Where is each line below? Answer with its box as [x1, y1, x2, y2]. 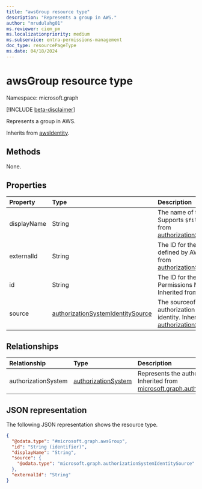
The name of [157, 208, 194, 217]
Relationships [6, 341, 59, 351]
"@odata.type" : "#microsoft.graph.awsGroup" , [11, 438, 128, 444]
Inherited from [137, 377, 179, 385]
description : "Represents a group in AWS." [6, 14, 117, 21]
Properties [6, 180, 47, 190]
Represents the [137, 369, 181, 378]
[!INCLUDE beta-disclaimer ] [6, 106, 75, 113]
